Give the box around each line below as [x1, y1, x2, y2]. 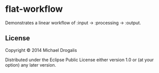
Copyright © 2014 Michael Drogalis [5, 47, 77, 53]
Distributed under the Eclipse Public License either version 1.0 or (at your [5, 57, 154, 63]
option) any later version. [5, 62, 56, 68]
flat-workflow [5, 3, 63, 15]
